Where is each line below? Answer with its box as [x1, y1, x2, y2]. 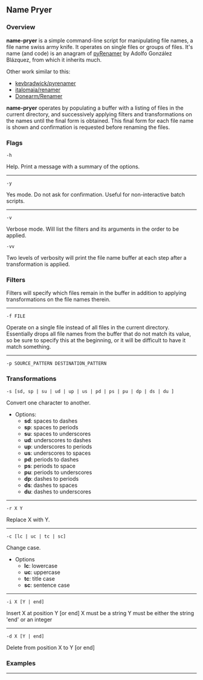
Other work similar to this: [6, 68, 71, 75]
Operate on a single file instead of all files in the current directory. [6, 324, 170, 331]
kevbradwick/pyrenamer [14, 79, 77, 87]
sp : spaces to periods [24, 423, 79, 431]
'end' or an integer [6, 616, 53, 623]
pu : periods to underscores [24, 469, 92, 476]
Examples [6, 659, 36, 667]
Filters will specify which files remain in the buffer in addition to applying [6, 289, 187, 297]
